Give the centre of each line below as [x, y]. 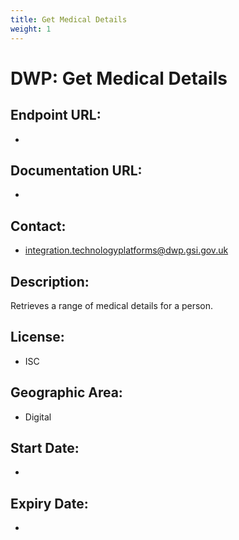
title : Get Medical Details [69, 19]
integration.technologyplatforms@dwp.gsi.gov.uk [126, 250]
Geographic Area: [66, 392]
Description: [50, 281]
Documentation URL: [76, 170]
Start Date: [45, 447]
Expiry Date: [49, 503]
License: [37, 337]
